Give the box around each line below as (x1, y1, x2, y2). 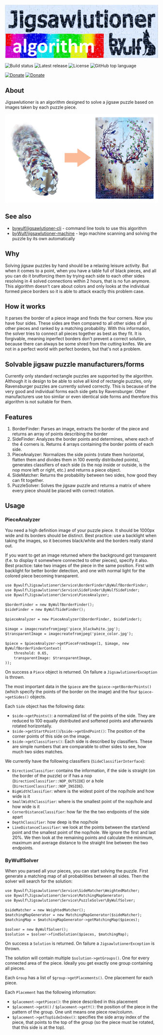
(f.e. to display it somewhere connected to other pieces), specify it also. (5, 557, 148, 563)
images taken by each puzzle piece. (5, 104, 77, 110)
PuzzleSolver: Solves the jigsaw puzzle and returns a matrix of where (12, 482, 151, 488)
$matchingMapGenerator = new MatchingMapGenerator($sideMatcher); (5, 912, 142, 917)
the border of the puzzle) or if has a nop (12, 772, 92, 778)
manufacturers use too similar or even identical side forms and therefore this (5, 394, 158, 400)
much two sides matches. (12, 749, 64, 755)
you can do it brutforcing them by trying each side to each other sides (5, 273, 145, 279)
